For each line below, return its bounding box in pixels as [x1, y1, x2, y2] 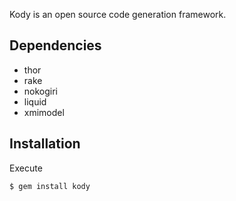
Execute [9, 162, 43, 174]
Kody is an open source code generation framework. [9, 9, 227, 20]
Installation [9, 135, 81, 153]
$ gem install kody [9, 181, 91, 191]
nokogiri [23, 85, 59, 97]
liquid [23, 95, 47, 108]
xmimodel [23, 106, 65, 118]
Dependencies [9, 37, 102, 54]
